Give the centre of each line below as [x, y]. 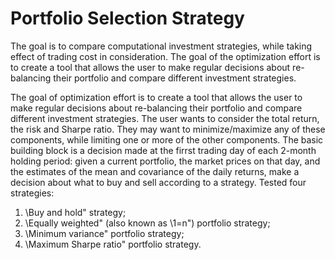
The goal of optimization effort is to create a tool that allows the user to [156, 97]
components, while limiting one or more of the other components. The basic [167, 139]
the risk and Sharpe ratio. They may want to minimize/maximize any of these [168, 129]
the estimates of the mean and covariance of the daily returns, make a [155, 171]
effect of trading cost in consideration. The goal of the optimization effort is [165, 56]
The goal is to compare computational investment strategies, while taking [161, 46]
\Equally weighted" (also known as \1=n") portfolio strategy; [147, 223]
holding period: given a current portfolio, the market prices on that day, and [165, 161]
